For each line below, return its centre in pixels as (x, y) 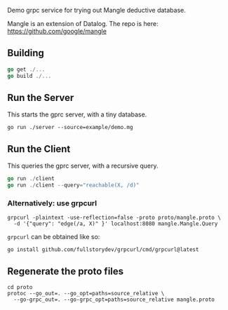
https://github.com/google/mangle (57, 31)
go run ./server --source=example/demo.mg (70, 128)
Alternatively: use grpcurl (52, 203)
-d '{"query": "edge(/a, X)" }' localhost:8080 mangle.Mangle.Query (116, 224)
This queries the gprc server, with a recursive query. (83, 166)
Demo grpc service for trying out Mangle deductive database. (96, 10)
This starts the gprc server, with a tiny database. (77, 114)
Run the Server (41, 97)
